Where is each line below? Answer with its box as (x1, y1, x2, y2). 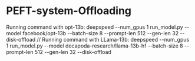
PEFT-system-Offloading (6, 4, 131, 18)
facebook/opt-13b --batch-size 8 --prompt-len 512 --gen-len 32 (22, 29, 179, 36)
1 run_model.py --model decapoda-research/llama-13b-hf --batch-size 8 (6, 42, 184, 49)
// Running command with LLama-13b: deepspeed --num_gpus (37, 36, 190, 43)
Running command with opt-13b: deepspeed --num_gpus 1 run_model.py (6, 23, 184, 30)
